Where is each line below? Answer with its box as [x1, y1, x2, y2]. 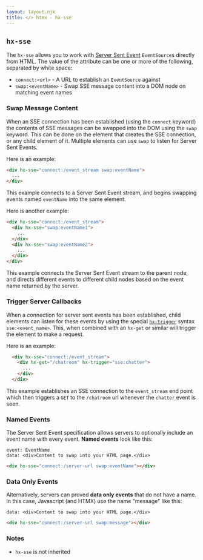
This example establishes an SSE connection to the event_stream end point [6, 387, 193, 394]
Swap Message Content [6, 104, 79, 113]
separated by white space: [6, 64, 73, 71]
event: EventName [6, 447, 50, 453]
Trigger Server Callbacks [6, 297, 82, 306]
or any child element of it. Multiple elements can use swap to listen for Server [6, 137, 197, 144]
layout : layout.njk [6, 8, 56, 15]
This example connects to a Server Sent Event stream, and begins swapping [6, 189, 197, 197]
